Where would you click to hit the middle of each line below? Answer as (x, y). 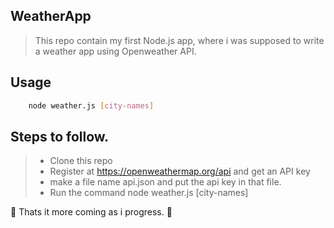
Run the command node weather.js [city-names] (149, 193)
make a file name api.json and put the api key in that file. (165, 182)
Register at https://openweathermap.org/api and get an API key (180, 171)
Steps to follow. (60, 136)
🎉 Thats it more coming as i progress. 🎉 (91, 212)
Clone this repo (81, 161)
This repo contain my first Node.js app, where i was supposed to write (179, 40)
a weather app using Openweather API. (115, 51)
